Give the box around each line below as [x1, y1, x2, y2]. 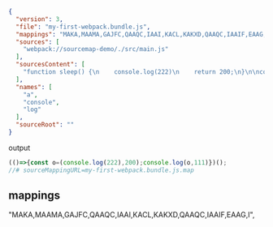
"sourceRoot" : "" [15, 121, 75, 129]
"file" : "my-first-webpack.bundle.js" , [15, 23, 151, 31]
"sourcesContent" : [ [15, 61, 85, 69]
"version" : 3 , [15, 15, 63, 24]
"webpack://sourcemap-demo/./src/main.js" [23, 45, 169, 54]
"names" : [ [15, 83, 53, 91]
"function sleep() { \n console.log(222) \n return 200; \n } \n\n [23, 68, 260, 76]
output [8, 143, 31, 152]
